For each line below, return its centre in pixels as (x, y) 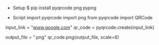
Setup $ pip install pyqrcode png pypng (54, 8)
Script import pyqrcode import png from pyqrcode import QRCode (83, 17)
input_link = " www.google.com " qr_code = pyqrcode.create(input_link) (80, 27)
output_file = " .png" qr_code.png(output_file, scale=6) (62, 37)
